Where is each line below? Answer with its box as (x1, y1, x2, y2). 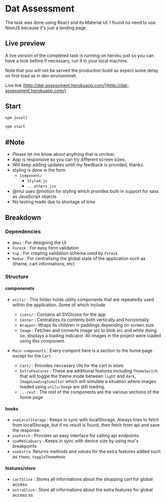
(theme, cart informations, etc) (12, 260, 75, 266)
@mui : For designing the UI (12, 240, 67, 246)
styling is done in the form (12, 167, 66, 173)
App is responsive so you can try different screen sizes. (12, 156, 126, 162)
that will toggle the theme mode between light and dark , (19, 373, 136, 379)
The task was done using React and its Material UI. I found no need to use (5, 19, 156, 25)
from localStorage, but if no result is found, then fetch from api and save (12, 422, 160, 428)
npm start (5, 124, 26, 129)
